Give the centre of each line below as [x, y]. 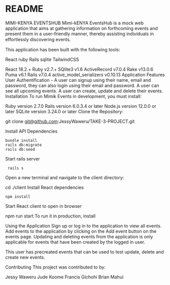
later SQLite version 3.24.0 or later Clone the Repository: [64, 111]
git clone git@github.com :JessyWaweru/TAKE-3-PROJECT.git [70, 121]
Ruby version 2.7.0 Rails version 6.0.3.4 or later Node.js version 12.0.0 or [81, 106]
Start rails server [23, 159]
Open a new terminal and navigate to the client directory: [65, 177]
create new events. [25, 257]
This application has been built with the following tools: [63, 49]
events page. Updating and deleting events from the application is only [79, 236]
